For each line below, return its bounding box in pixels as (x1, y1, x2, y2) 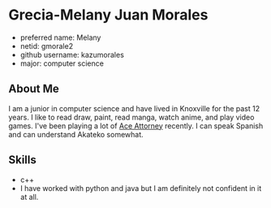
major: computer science (19, 58, 104, 68)
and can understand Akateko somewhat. (8, 129, 144, 139)
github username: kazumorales (19, 50, 124, 59)
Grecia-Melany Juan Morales (8, 6, 209, 24)
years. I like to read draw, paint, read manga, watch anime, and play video (8, 112, 255, 122)
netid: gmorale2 (19, 41, 74, 50)
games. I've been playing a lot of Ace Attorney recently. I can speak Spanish (8, 120, 264, 131)
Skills (8, 153, 37, 167)
